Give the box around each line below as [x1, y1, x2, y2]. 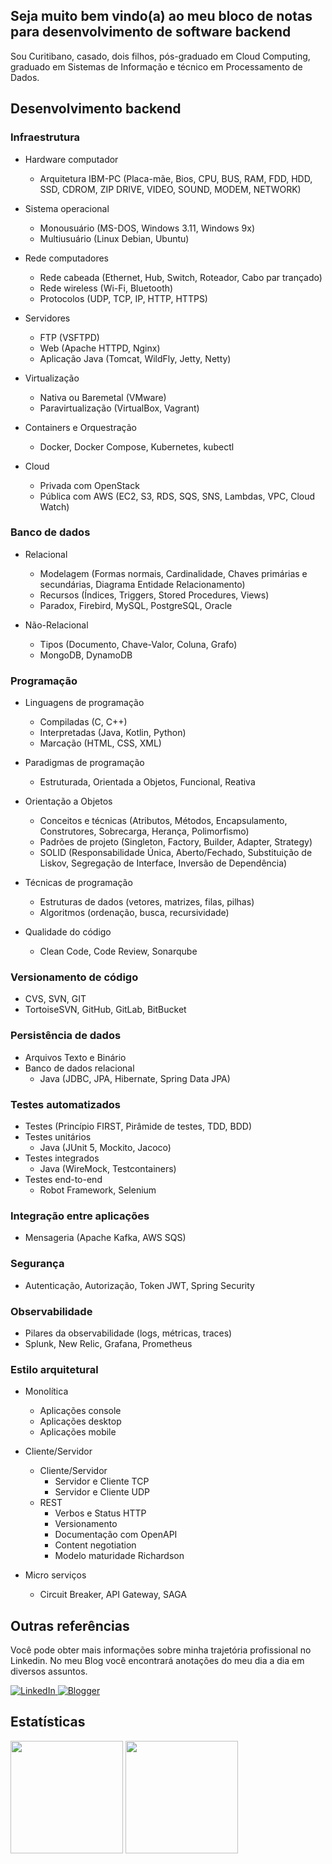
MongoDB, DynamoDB [39, 649, 133, 661]
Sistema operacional [24, 202, 110, 214]
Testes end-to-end [24, 1173, 103, 1185]
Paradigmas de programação [24, 757, 145, 769]
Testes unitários [24, 1130, 92, 1143]
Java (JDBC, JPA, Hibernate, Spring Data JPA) [39, 1072, 231, 1084]
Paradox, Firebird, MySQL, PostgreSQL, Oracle [39, 599, 233, 611]
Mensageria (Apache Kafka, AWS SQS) [24, 1232, 187, 1244]
